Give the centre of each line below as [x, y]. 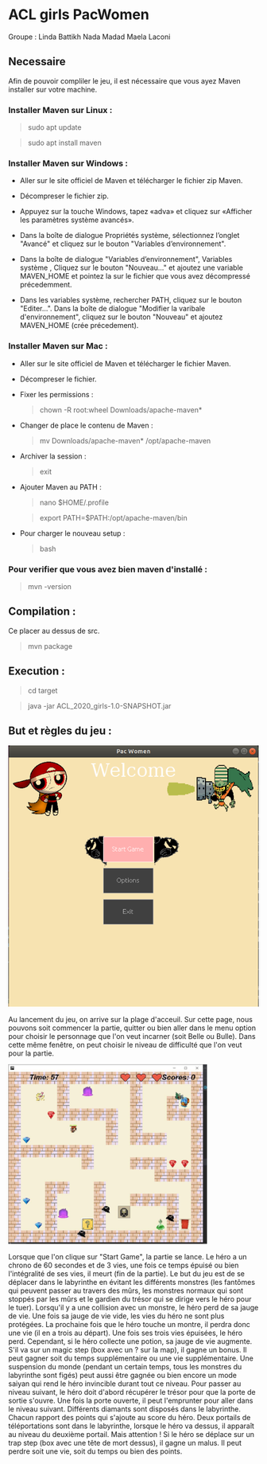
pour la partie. [31, 1053]
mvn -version [49, 586]
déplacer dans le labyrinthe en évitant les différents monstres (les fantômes [132, 1282]
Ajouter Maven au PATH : [60, 486]
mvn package [50, 646]
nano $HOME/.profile [74, 502]
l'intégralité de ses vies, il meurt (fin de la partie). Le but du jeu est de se [126, 1273]
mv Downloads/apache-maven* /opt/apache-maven [125, 440]
